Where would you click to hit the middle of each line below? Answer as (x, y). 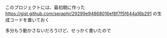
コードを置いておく (29, 20)
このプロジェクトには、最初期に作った (45, 7)
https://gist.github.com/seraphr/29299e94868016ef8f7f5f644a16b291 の (81, 13)
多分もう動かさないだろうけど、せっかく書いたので (58, 30)
